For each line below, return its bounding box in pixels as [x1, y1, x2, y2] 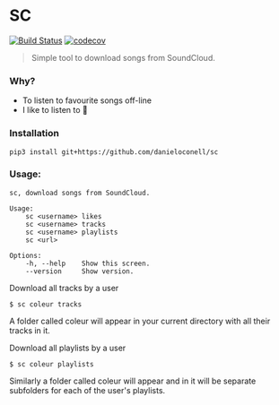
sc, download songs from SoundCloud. [9, 188, 151, 197]
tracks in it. [9, 324, 51, 336]
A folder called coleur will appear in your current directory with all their [9, 315, 271, 326]
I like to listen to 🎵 [22, 105, 88, 116]
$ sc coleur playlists [9, 359, 94, 368]
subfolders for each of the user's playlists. [9, 384, 166, 395]
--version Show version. [25, 266, 135, 276]
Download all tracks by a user [9, 282, 119, 293]
